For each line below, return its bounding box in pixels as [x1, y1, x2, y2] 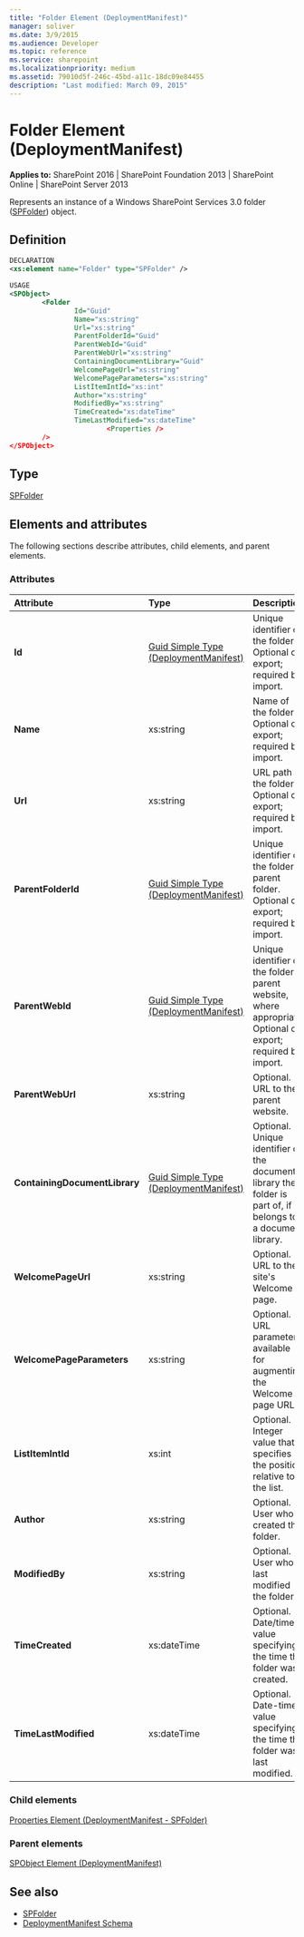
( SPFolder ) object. [9, 206, 77, 217]
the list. [252, 1481, 284, 1494]
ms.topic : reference [9, 47, 88, 56]
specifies [252, 1447, 292, 1460]
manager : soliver [9, 22, 75, 31]
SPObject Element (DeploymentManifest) [9, 1858, 163, 1869]
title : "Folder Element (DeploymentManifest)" [9, 13, 188, 23]
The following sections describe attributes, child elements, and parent [9, 540, 270, 551]
